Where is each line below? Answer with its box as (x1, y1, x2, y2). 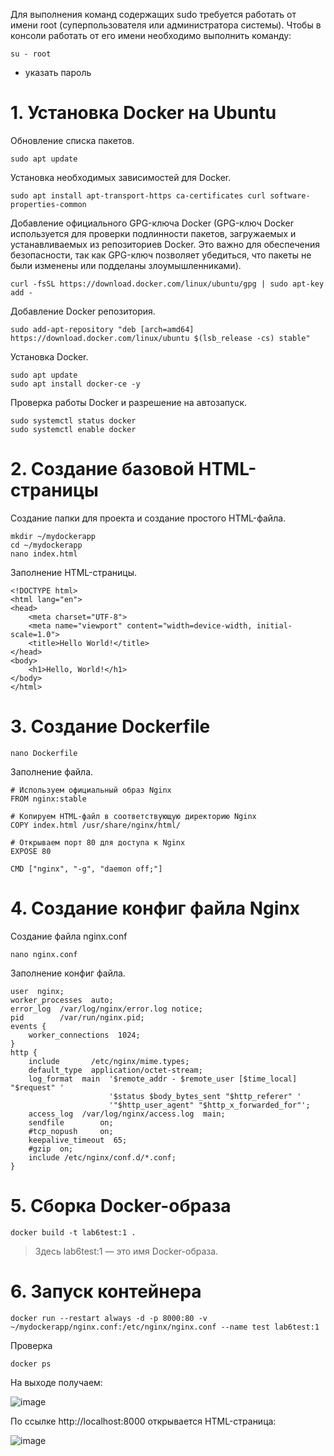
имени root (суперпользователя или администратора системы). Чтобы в (10, 19, 322, 31)
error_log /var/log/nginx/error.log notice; (10, 1004, 203, 1014)
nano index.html (10, 549, 78, 559)
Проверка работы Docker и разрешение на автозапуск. (10, 396, 248, 408)
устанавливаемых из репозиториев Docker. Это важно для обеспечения (10, 238, 321, 250)
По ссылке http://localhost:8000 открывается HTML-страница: (10, 1415, 277, 1427)
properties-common (10, 199, 87, 209)
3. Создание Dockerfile (10, 715, 211, 738)
